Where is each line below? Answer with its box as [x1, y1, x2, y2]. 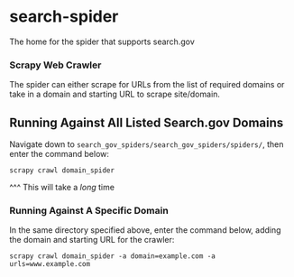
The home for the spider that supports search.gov [9, 36, 196, 47]
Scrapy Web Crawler [9, 59, 102, 71]
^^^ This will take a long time [9, 182, 115, 193]
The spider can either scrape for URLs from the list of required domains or [9, 79, 285, 90]
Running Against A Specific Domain [9, 204, 169, 217]
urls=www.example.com [9, 260, 91, 269]
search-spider [9, 6, 119, 27]
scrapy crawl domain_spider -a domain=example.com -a [9, 252, 216, 261]
